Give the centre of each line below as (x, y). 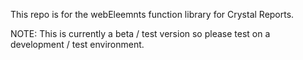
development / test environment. (77, 44)
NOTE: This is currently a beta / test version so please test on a (140, 33)
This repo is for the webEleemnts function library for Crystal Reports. (152, 14)
